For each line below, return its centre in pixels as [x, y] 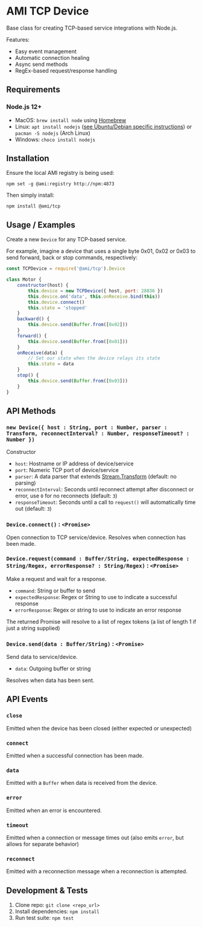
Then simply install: [30, 195]
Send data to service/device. [42, 657]
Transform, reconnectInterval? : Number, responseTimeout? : [98, 433]
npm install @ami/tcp [33, 206]
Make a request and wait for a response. [56, 578]
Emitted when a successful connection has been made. [75, 756]
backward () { [33, 319]
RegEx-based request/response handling [66, 70]
